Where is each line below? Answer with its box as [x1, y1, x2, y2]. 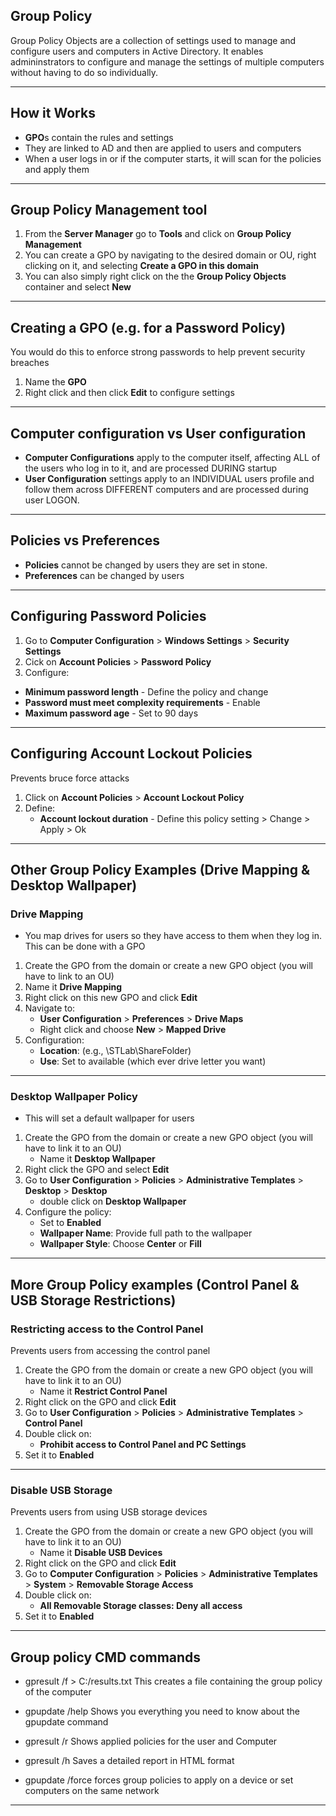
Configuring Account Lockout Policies [10, 745, 253, 763]
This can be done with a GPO [24, 940, 146, 953]
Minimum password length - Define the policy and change [24, 685, 269, 698]
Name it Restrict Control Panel [39, 1385, 168, 1398]
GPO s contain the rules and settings [24, 131, 174, 143]
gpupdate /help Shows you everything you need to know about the [24, 1705, 301, 1718]
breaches [10, 357, 50, 369]
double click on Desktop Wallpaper [39, 1195, 187, 1208]
